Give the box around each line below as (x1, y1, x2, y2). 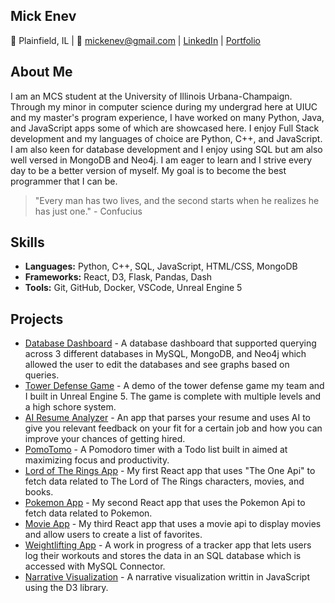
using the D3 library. (24, 582, 109, 594)
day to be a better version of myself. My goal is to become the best (10, 164, 287, 176)
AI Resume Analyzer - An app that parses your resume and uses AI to (24, 412, 312, 424)
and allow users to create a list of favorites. (24, 529, 203, 541)
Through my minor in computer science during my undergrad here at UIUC (10, 100, 318, 113)
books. (24, 486, 54, 498)
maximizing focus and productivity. (24, 454, 170, 466)
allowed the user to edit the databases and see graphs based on (24, 359, 290, 371)
